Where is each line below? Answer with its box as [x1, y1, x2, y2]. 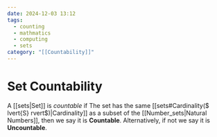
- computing [13, 36, 49, 43]
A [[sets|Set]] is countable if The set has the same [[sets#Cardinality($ [7, 101, 209, 109]
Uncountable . [7, 123, 47, 131]
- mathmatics [13, 29, 51, 37]
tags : [7, 17, 23, 24]
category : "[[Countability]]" [7, 49, 95, 56]
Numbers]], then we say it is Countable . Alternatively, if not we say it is [7, 116, 210, 125]
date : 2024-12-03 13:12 [7, 10, 76, 17]
